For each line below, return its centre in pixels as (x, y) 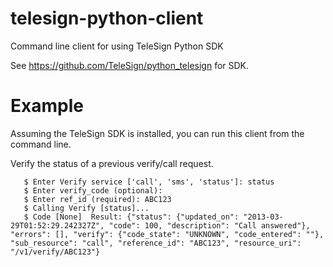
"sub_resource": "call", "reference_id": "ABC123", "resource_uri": (156, 243)
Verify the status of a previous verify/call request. (112, 163)
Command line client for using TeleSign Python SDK (117, 46)
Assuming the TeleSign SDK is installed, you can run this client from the (157, 133)
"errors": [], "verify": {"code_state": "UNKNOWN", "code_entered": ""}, (167, 234)
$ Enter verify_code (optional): (93, 190)
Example (47, 106)
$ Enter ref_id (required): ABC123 (97, 199)
